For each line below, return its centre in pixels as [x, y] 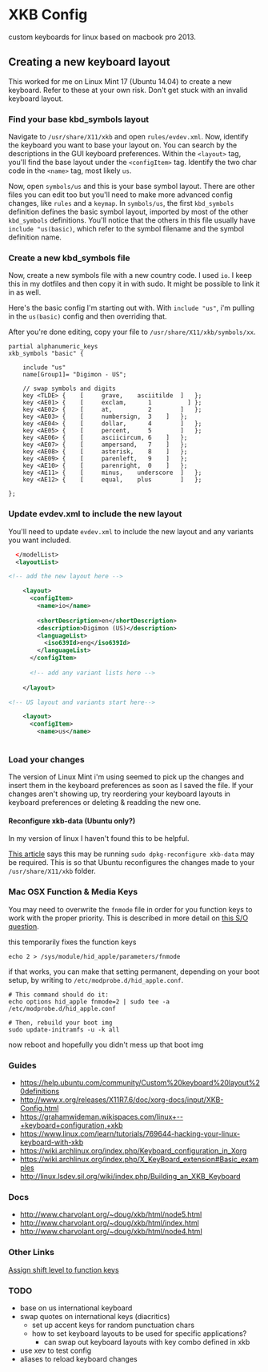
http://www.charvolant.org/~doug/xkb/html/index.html [110, 1223]
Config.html [39, 1108]
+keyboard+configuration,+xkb [71, 1125]
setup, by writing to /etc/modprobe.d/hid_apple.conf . [96, 980]
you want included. [40, 540]
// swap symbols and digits [69, 389]
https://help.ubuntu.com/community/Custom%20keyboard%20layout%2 [140, 1082]
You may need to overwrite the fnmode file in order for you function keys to [130, 909]
